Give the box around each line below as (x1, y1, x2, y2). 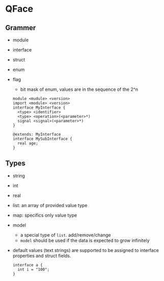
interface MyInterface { (12, 105, 66, 110)
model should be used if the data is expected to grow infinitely (20, 237, 150, 243)
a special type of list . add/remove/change (20, 232, 111, 238)
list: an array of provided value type (12, 202, 88, 208)
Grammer (5, 23, 36, 32)
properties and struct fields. (12, 252, 71, 259)
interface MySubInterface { (12, 136, 72, 141)
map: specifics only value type (12, 212, 77, 218)
